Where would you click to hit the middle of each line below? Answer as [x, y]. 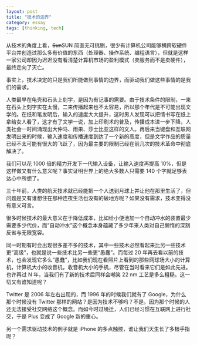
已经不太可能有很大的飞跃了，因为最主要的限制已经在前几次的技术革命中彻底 [98, 144]
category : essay [26, 22]
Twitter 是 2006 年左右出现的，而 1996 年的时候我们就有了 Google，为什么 [96, 294]
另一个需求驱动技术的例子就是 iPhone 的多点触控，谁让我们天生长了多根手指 [98, 329]
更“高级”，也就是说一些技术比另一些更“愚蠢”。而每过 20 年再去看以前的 [92, 253]
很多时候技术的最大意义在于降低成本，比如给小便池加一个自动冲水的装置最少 [98, 218]
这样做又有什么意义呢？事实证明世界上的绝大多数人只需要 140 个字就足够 [94, 171]
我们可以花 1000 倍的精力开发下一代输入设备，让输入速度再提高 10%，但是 [96, 164]
